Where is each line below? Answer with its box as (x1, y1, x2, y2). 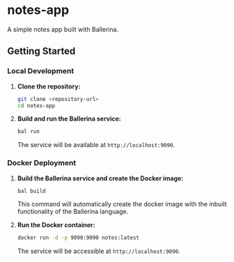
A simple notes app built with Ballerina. (7, 25, 119, 33)
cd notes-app (17, 102, 56, 109)
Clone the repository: (17, 82, 81, 91)
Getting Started (7, 45, 76, 57)
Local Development (7, 66, 75, 76)
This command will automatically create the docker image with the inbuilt (17, 200, 227, 208)
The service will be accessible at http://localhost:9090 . (17, 247, 180, 256)
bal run (17, 128, 40, 135)
